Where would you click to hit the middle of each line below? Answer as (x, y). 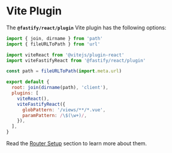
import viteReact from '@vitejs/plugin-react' (65, 55)
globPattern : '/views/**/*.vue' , (64, 110)
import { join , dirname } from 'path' (55, 38)
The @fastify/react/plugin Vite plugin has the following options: (86, 27)
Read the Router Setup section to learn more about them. (77, 143)
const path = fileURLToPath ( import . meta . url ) (64, 71)
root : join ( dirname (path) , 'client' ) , (60, 88)
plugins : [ (25, 93)
